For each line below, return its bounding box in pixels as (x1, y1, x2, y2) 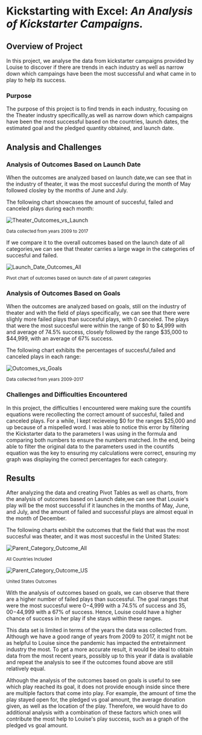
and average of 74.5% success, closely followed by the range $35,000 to (6, 328, 188, 336)
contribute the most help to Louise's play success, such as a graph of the (6, 715, 189, 723)
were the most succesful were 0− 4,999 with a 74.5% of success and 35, (6, 602, 187, 609)
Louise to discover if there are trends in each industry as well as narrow (6, 63, 184, 71)
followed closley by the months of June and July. (6, 186, 128, 194)
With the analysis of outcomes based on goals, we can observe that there (6, 589, 189, 597)
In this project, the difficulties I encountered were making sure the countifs (6, 404, 191, 412)
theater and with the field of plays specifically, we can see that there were (6, 309, 190, 317)
